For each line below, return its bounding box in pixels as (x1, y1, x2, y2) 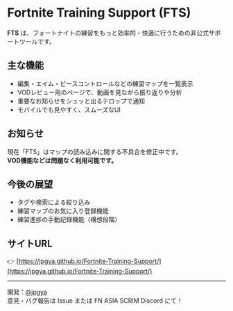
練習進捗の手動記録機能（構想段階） (17, 215, 121, 224)
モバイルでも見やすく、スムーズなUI (17, 106, 121, 114)
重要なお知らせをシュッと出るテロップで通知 (17, 96, 146, 105)
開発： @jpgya (7, 288, 47, 296)
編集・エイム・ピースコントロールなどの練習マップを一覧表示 (17, 79, 193, 87)
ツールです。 (19, 37, 55, 46)
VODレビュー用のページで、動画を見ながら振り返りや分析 (17, 88, 182, 96)
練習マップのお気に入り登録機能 (17, 207, 109, 215)
